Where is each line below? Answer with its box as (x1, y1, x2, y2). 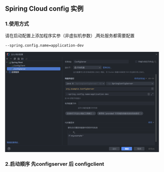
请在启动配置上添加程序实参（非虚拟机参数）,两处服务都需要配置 (5, 32, 135, 38)
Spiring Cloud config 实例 (5, 4, 84, 13)
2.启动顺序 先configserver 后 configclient (5, 161, 104, 168)
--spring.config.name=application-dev (5, 43, 84, 48)
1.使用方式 (5, 21, 29, 27)
